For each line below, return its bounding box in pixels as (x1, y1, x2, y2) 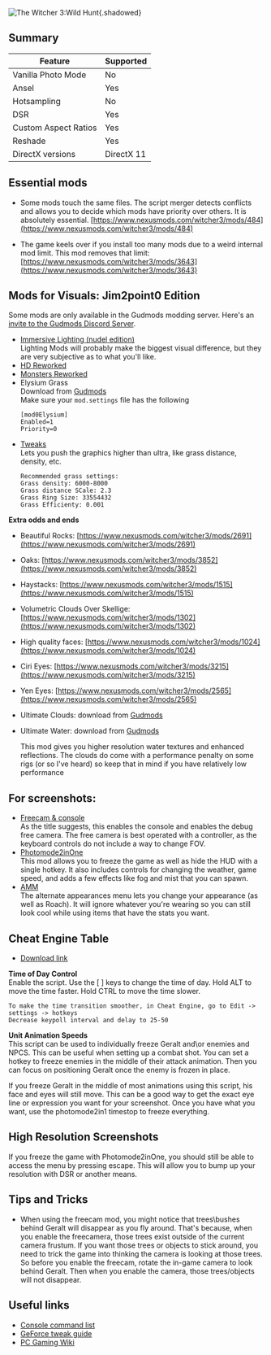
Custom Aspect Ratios (12, 122, 97, 133)
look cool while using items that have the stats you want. (19, 908, 209, 918)
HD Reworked (19, 360, 67, 370)
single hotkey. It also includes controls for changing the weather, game (19, 865, 257, 874)
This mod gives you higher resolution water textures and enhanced (19, 742, 245, 752)
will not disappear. (19, 1274, 82, 1284)
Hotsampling (12, 95, 61, 107)
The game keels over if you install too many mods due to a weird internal (19, 239, 264, 249)
